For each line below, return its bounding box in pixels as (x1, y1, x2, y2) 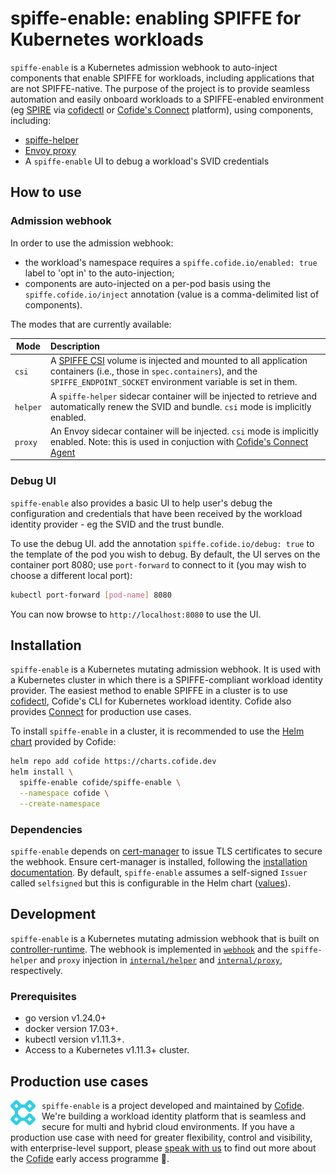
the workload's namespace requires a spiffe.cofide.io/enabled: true (24, 256, 318, 268)
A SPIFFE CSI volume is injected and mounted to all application (49, 355, 308, 367)
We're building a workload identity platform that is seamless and (41, 1110, 307, 1122)
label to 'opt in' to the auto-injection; (24, 267, 175, 279)
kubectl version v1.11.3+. (24, 1033, 125, 1046)
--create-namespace (19, 798, 101, 809)
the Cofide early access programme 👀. (10, 1152, 170, 1164)
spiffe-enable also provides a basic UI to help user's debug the (10, 497, 273, 509)
